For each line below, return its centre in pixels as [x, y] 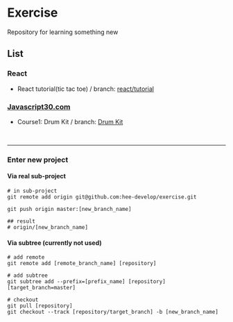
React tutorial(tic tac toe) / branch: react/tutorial [86, 89]
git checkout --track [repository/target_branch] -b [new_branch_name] [113, 312]
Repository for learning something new [63, 32]
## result [21, 221]
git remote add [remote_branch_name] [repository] [82, 264]
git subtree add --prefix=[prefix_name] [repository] [87, 282]
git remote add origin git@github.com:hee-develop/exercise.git [102, 197]
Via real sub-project [36, 176]
